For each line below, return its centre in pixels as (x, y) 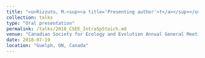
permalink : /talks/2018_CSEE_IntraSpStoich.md (67, 29)
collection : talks (30, 18)
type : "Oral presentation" (41, 23)
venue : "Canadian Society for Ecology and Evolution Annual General (95, 34)
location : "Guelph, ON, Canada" (47, 46)
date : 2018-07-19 (28, 40)
